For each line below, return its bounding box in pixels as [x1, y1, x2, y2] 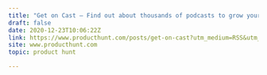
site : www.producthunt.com [8, 41, 98, 49]
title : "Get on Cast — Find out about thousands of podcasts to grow [8, 11, 244, 20]
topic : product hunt [8, 48, 77, 56]
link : [8, 33, 26, 42]
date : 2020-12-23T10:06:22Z [8, 26, 102, 34]
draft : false [8, 19, 52, 27]
